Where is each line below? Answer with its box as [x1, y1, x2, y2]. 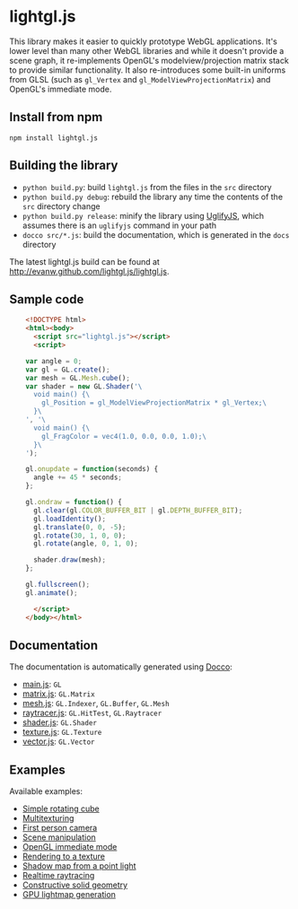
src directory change [22, 200, 101, 212]
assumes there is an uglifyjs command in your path [22, 220, 217, 231]
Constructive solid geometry [22, 879, 128, 890]
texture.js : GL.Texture [22, 727, 102, 738]
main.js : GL [22, 679, 62, 690]
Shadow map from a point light [22, 861, 136, 871]
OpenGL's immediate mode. [9, 83, 112, 94]
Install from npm [9, 109, 103, 125]
